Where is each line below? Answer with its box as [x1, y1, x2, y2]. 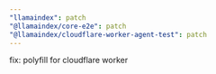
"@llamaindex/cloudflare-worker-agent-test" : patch [9, 30, 207, 39]
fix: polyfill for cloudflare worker [9, 55, 129, 66]
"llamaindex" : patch [9, 13, 87, 23]
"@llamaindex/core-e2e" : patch [9, 22, 127, 31]
